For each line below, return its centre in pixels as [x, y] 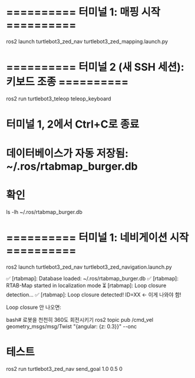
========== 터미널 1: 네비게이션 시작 [97, 238]
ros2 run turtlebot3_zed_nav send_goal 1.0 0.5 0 [64, 369]
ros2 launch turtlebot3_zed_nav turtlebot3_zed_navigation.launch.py [89, 267]
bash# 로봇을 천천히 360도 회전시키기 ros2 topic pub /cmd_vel [80, 320]
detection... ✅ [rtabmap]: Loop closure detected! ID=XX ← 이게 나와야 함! [94, 295]
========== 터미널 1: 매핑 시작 [83, 12]
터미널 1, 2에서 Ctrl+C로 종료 [73, 124]
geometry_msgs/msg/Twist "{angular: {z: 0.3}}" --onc [72, 327]
